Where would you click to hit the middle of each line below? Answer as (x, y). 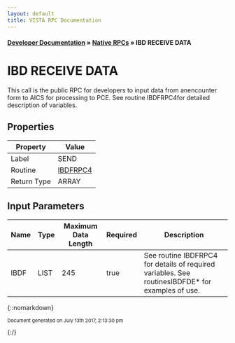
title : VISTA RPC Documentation (54, 20)
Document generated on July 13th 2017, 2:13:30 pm (65, 320)
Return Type (31, 181)
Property (31, 146)
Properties (31, 127)
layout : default (31, 14)
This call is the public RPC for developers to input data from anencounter (112, 90)
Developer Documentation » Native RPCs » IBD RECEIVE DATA (99, 43)
